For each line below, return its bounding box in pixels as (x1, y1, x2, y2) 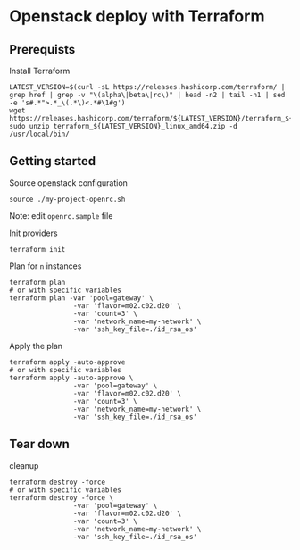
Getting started (9, 154, 96, 169)
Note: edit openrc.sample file (9, 210, 113, 221)
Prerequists (9, 42, 76, 57)
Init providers (9, 228, 58, 238)
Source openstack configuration (9, 177, 128, 188)
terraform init (9, 245, 66, 254)
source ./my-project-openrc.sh (9, 195, 126, 204)
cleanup (9, 460, 39, 471)
